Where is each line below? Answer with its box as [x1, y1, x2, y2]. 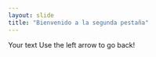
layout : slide [8, 11, 55, 20]
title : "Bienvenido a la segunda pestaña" [8, 19, 149, 27]
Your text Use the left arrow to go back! [8, 40, 136, 49]
